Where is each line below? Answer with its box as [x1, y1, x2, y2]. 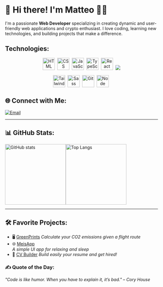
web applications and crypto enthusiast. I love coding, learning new [21, 25, 157, 31]
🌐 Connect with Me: [5, 97, 67, 105]
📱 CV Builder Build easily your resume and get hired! [12, 252, 117, 257]
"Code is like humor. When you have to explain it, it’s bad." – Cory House [5, 277, 150, 283]
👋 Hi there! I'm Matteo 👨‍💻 [5, 4, 108, 15]
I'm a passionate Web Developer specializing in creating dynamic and [5, 20, 145, 26]
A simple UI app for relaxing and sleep [12, 246, 89, 252]
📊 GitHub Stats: [5, 128, 55, 137]
